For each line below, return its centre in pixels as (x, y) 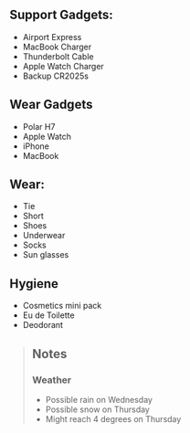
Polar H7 (39, 126)
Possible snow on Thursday (98, 409)
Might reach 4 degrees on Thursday (113, 418)
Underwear (44, 236)
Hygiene (34, 284)
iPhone (36, 146)
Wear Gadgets (51, 105)
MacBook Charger (57, 47)
